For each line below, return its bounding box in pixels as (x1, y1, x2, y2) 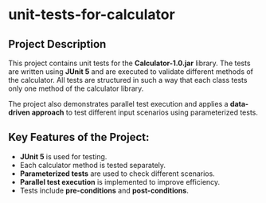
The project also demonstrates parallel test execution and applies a (8, 100, 229, 108)
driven (8, 107, 30, 117)
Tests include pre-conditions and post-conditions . (19, 185, 189, 195)
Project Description (8, 37, 107, 51)
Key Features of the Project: (8, 131, 150, 144)
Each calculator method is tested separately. (19, 160, 166, 170)
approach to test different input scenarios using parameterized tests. (31, 107, 259, 117)
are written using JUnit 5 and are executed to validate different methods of (8, 67, 253, 76)
